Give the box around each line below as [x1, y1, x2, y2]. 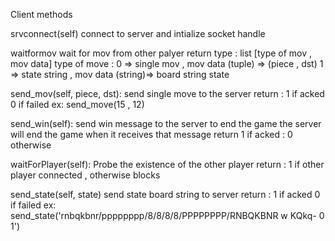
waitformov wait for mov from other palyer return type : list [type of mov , [10, 47, 313, 59]
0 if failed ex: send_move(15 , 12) [10, 99, 145, 110]
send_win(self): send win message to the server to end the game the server [10, 118, 322, 129]
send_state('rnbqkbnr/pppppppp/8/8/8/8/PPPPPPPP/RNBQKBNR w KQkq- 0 [10, 210, 325, 221]
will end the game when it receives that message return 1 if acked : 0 [10, 129, 293, 140]
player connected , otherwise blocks [10, 169, 161, 181]
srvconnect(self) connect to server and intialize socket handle [10, 28, 266, 39]
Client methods [10, 9, 73, 20]
